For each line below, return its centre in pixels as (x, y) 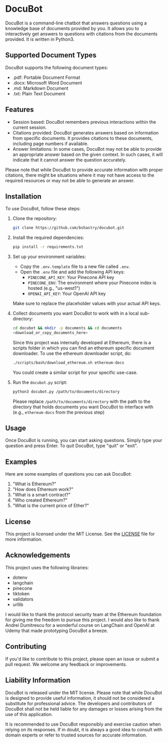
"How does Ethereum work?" (43, 489)
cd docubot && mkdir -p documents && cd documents (67, 328)
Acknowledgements (38, 555)
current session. (29, 127)
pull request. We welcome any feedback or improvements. (66, 664)
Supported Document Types (51, 55)
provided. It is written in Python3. (40, 39)
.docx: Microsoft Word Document (47, 82)
